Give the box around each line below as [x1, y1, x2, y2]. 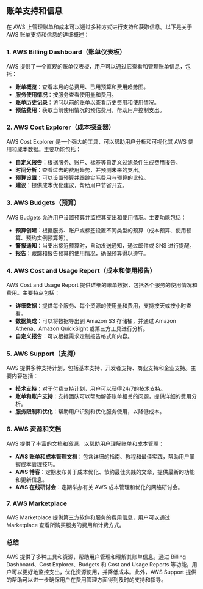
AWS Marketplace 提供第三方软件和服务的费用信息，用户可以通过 [6, 513, 171, 521]
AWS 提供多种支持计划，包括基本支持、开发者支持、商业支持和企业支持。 [6, 365, 191, 372]
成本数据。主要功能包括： [16, 146, 81, 153]
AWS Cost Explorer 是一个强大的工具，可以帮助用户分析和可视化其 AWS [6, 138, 187, 146]
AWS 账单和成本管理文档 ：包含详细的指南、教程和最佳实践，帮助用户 [15, 453, 190, 460]
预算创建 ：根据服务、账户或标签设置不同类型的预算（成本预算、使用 [15, 226, 187, 234]
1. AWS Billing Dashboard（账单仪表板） [6, 48, 126, 56]
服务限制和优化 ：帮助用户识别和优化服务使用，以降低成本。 [15, 408, 165, 415]
